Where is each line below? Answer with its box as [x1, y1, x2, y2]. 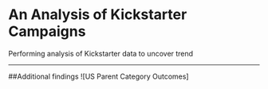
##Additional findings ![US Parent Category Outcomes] [8, 72, 189, 81]
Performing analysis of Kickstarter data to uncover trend [8, 48, 194, 58]
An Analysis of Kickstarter [8, 6, 187, 24]
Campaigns [8, 22, 86, 41]
